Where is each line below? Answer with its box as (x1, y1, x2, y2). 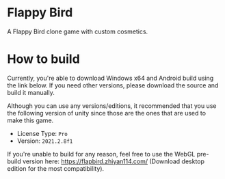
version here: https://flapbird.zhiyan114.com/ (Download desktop (23, 157, 205, 165)
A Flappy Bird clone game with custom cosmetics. (7, 27, 148, 36)
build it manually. (7, 88, 55, 96)
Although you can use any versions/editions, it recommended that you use (7, 101, 217, 110)
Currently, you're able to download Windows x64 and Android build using (7, 74, 214, 82)
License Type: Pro (16, 129, 68, 137)
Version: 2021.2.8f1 (16, 137, 73, 145)
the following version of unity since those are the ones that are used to (7, 109, 207, 117)
